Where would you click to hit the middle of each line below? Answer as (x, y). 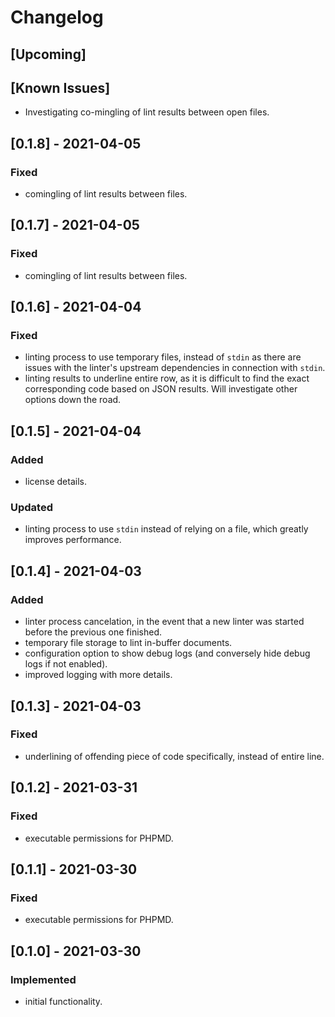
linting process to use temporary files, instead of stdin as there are (163, 357)
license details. (55, 482)
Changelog (57, 17)
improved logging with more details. (98, 675)
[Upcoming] (48, 54)
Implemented (43, 979)
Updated (31, 508)
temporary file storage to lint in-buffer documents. (128, 643)
